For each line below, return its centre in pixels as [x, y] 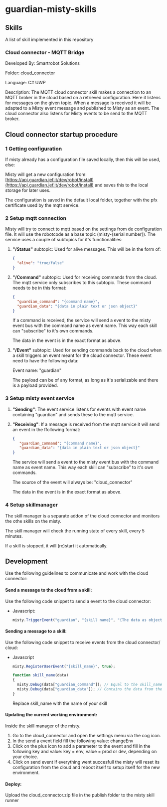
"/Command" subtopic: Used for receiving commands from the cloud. [84, 277]
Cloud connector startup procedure [62, 134]
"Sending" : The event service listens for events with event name [79, 409]
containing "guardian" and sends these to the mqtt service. [73, 414]
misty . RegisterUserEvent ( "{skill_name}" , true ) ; [64, 666]
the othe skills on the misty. [33, 521]
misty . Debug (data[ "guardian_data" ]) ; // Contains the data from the [90, 689]
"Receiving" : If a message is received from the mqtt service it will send [86, 424]
